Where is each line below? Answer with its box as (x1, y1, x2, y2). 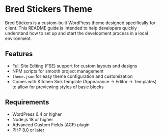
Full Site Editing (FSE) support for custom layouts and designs (12, 63, 137, 68)
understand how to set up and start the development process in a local (5, 30, 148, 36)
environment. (5, 35, 32, 41)
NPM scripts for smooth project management (12, 68, 104, 74)
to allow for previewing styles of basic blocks (12, 84, 104, 90)
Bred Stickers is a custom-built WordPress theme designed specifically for (5, 20, 156, 26)
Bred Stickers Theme (5, 3, 92, 15)
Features (5, 50, 33, 58)
